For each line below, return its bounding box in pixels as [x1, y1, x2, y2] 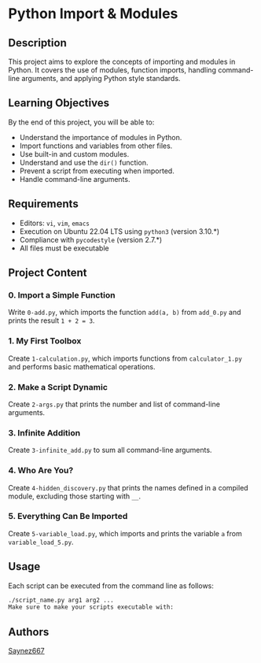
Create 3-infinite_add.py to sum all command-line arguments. [8, 446, 212, 455]
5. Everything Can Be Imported [8, 511, 128, 522]
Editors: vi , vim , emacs [19, 218, 90, 228]
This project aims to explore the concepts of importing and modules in [8, 57, 236, 66]
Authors [8, 625, 50, 639]
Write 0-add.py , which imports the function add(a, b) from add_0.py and [8, 308, 241, 317]
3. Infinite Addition [8, 427, 81, 438]
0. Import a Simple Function [8, 289, 116, 300]
